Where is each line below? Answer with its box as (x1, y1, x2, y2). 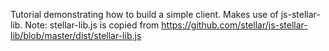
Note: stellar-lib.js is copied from (24, 19, 160, 31)
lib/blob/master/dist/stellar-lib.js (10, 30, 142, 41)
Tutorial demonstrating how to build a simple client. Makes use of (10, 9, 279, 20)
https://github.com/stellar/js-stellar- (161, 19, 308, 31)
